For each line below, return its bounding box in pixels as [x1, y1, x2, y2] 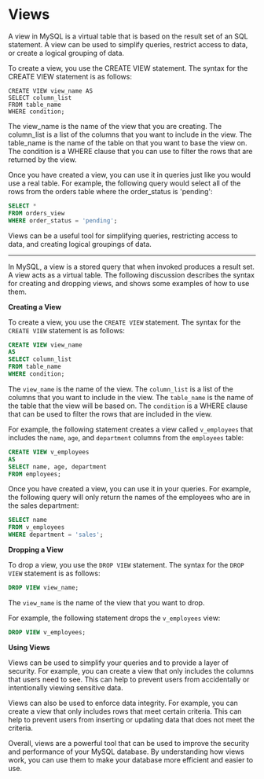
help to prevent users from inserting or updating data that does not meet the [8, 715, 255, 724]
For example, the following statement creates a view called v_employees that [8, 424, 254, 434]
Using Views [8, 642, 50, 652]
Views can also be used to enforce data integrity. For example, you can [8, 698, 238, 707]
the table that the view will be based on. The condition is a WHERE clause [8, 401, 248, 410]
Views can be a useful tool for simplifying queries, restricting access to [8, 230, 238, 241]
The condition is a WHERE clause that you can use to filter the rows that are [8, 146, 253, 156]
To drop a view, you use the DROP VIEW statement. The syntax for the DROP [8, 560, 245, 570]
